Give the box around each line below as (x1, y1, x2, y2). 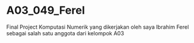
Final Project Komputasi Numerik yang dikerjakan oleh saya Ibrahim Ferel (6, 23, 189, 30)
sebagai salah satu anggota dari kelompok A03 (6, 29, 125, 36)
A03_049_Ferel (6, 4, 85, 17)
